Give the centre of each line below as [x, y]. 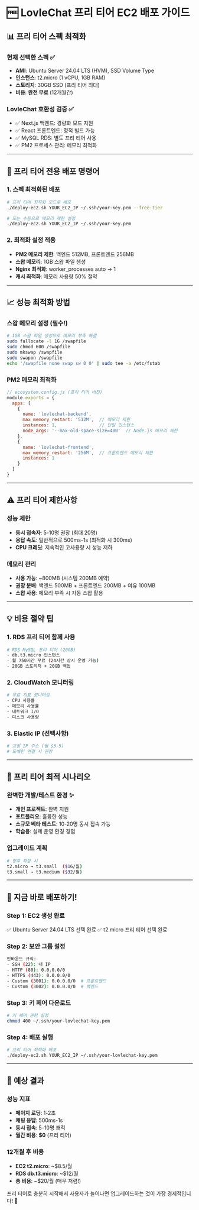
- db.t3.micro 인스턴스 [33, 655]
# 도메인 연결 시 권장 [30, 751]
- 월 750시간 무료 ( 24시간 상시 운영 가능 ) [53, 661]
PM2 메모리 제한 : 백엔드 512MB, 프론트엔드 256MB [75, 254]
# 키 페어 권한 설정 [28, 1015]
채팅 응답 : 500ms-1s [39, 1120]
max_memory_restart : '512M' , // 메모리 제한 [76, 420]
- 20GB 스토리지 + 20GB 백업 [39, 667]
